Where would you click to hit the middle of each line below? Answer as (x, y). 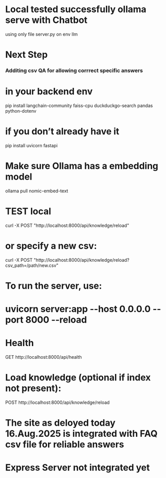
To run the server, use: (54, 286)
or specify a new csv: (51, 246)
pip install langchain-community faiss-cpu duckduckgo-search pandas (79, 106)
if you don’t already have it (63, 132)
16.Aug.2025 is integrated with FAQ (81, 434)
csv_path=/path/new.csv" (32, 265)
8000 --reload (56, 320)
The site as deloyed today (60, 423)
